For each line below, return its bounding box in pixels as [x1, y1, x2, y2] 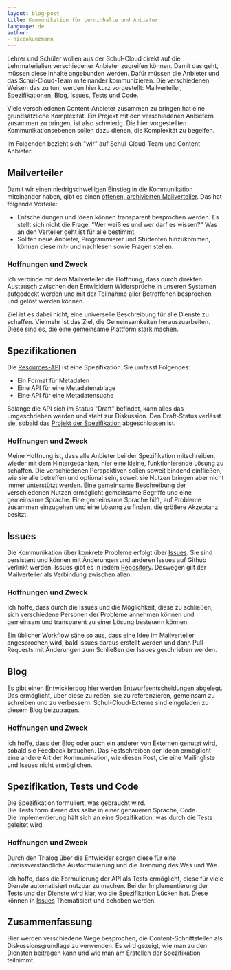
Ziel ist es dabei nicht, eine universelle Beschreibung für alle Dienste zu [7, 310, 210, 319]
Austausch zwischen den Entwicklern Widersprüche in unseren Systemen [7, 283, 217, 291]
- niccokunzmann [7, 36, 54, 43]
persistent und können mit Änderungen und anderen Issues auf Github [7, 556, 207, 564]
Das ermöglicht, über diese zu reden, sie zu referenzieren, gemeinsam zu [7, 691, 215, 700]
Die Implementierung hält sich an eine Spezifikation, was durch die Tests [7, 813, 213, 822]
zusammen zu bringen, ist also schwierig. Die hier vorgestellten [7, 119, 187, 127]
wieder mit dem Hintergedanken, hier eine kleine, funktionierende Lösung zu [7, 459, 224, 468]
